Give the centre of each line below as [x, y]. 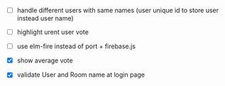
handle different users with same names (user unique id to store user [118, 10]
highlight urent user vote [53, 32]
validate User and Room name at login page [81, 75]
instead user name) [45, 18]
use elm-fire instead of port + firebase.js [76, 46]
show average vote [45, 60]
